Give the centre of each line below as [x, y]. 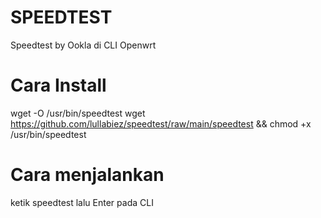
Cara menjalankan [87, 175]
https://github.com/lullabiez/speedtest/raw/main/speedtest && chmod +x [161, 123]
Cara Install [58, 85]
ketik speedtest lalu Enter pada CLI [82, 202]
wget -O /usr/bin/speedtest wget [78, 113]
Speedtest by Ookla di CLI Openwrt [83, 45]
